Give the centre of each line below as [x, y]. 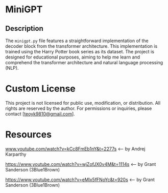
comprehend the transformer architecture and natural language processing [84, 62]
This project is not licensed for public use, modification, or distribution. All [83, 103]
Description [24, 28]
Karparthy [16, 154]
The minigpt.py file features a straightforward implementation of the [77, 41]
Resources [29, 135]
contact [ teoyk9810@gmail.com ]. [40, 113]
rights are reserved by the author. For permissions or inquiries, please [79, 108]
